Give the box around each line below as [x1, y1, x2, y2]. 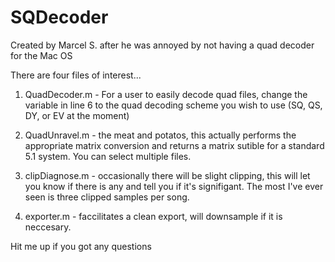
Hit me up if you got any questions [10, 240, 152, 252]
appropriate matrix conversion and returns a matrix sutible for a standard [24, 139, 325, 151]
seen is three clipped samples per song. [24, 191, 190, 203]
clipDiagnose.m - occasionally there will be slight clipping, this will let [24, 169, 311, 181]
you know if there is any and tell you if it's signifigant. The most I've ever [24, 180, 324, 192]
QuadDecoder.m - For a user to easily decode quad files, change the [24, 88, 308, 100]
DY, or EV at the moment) [24, 109, 130, 121]
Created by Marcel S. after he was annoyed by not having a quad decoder [10, 39, 315, 51]
